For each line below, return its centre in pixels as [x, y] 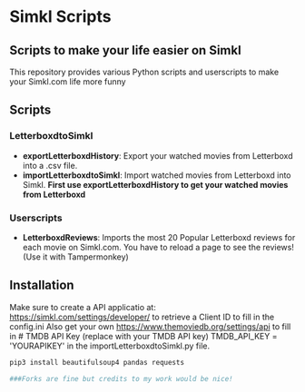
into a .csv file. [50, 165]
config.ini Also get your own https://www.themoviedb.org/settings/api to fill [150, 326]
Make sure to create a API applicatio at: [83, 307]
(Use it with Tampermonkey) [75, 257]
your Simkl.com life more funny [68, 82]
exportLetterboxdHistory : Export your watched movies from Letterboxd [157, 155]
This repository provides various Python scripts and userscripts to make [144, 72]
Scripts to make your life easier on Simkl [126, 50]
